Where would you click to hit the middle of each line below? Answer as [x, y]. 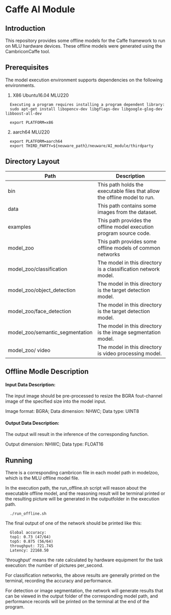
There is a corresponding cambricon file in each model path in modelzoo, [82, 473]
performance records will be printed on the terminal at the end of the [77, 602]
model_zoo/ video [29, 350]
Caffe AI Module [40, 9]
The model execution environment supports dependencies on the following [84, 80]
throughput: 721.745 [32, 546]
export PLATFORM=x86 [32, 122]
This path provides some [127, 241]
